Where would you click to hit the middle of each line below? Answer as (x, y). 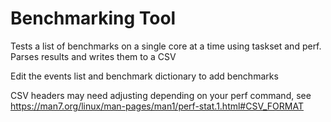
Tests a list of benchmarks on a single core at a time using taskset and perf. (166, 46)
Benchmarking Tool (93, 18)
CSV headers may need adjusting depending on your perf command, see (161, 95)
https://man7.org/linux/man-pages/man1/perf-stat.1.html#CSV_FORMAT (157, 106)
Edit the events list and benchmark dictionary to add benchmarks (144, 76)
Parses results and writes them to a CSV (93, 56)
